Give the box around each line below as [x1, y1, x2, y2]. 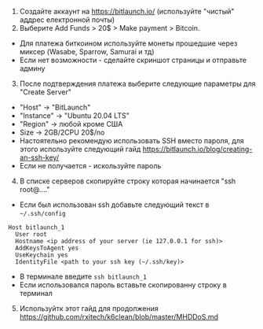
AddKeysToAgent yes [15, 244, 79, 252]
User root [15, 231, 47, 238]
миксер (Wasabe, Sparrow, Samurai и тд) [19, 47, 155, 56]
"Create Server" [19, 87, 72, 97]
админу [19, 64, 46, 73]
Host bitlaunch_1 [8, 224, 65, 231]
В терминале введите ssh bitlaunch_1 [19, 272, 147, 281]
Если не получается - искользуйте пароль [19, 161, 162, 170]
